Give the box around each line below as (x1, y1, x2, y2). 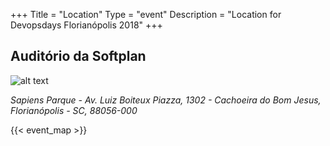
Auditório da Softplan (10, 48, 147, 65)
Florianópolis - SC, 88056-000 (10, 104, 138, 116)
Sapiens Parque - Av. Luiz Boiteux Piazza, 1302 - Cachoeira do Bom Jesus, (10, 94, 322, 106)
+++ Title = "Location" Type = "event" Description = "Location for (10, 9, 282, 20)
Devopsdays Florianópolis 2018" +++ (10, 19, 163, 31)
